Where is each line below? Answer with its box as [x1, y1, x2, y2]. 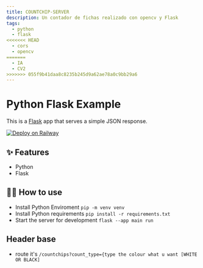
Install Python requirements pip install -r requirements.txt [15, 210, 171, 217]
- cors [12, 43, 29, 49]
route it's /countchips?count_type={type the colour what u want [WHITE [15, 250, 198, 258]
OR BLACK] [15, 256, 41, 263]
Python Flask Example [6, 97, 121, 111]
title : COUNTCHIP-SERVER [6, 9, 69, 15]
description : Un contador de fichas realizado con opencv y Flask [6, 15, 179, 21]
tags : [6, 20, 20, 26]
